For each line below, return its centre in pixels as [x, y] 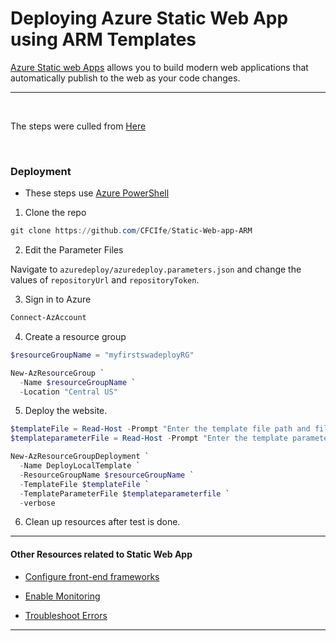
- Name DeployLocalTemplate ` [80, 466]
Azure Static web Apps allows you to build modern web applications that [159, 67]
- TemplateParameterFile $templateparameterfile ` [124, 493]
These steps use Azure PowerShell [97, 193]
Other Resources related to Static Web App [101, 554]
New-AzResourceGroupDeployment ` [80, 457]
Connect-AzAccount [48, 318]
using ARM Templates [103, 39]
